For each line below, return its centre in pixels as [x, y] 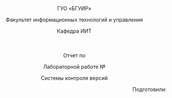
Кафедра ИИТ [74, 31]
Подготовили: [149, 89]
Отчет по [74, 55]
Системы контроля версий [74, 78]
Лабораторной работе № [74, 67]
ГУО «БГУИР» [74, 8]
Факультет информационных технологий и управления [74, 20]
